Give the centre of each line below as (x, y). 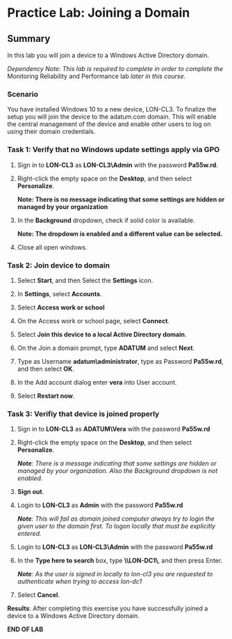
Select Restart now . (46, 396)
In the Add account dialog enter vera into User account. (97, 382)
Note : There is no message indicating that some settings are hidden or (121, 199)
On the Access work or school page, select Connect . (93, 321)
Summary (29, 39)
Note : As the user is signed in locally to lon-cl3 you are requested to (115, 574)
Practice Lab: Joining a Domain (99, 13)
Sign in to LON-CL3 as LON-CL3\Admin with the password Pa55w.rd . (118, 164)
